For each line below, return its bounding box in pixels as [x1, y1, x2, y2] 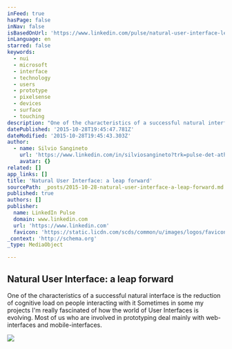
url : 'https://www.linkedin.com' [13, 222, 110, 229]
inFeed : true [7, 10, 45, 17]
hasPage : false [7, 17, 51, 23]
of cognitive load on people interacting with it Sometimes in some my [7, 299, 204, 307]
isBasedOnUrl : [7, 29, 48, 37]
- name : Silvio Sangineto [13, 145, 88, 152]
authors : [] [7, 196, 41, 204]
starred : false [7, 42, 51, 49]
